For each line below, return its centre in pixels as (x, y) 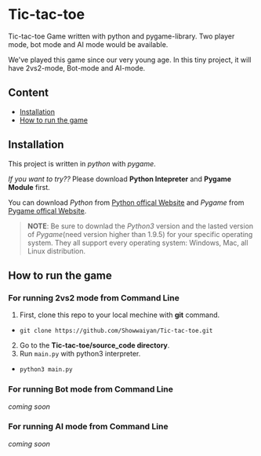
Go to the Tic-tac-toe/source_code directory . (94, 345)
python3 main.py (46, 370)
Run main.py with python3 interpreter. (80, 354)
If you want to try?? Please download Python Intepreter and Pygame (120, 179)
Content (29, 93)
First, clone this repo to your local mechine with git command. (120, 315)
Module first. (29, 187)
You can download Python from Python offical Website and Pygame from (126, 202)
